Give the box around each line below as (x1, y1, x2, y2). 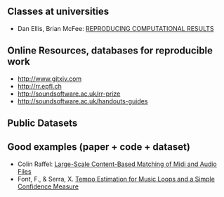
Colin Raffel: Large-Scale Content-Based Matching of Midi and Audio (17, 160, 218, 168)
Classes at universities (7, 6, 110, 18)
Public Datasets (7, 117, 78, 129)
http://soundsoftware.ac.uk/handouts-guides (17, 96, 148, 105)
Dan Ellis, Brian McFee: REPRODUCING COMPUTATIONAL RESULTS (17, 24, 214, 32)
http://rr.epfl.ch (17, 82, 62, 90)
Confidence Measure (17, 182, 79, 191)
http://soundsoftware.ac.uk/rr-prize (17, 89, 121, 98)
